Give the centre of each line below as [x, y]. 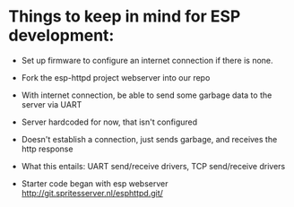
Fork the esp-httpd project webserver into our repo [116, 77]
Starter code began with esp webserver [95, 183]
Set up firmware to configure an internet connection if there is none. [147, 60]
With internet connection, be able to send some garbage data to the [147, 95]
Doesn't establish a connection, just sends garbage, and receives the [149, 139]
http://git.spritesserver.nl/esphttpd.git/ [92, 193]
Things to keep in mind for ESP [125, 17]
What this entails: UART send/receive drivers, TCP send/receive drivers [153, 166]
